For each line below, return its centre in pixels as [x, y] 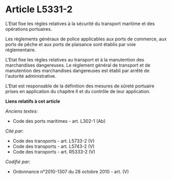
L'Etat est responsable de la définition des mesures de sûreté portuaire [80, 86]
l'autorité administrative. [31, 76]
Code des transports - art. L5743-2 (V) [53, 146]
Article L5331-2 [39, 9]
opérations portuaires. [29, 29]
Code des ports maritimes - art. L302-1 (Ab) [59, 121]
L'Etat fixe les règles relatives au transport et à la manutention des [75, 59]
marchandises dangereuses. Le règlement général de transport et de [78, 65]
